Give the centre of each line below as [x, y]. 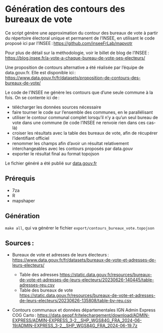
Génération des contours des [65, 9]
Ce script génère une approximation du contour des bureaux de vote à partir [81, 33]
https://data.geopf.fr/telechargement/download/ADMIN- [93, 315]
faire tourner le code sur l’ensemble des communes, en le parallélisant [82, 112]
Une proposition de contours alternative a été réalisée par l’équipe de [74, 67]
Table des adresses [39, 275]
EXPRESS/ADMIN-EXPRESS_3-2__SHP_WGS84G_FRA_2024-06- [77, 320]
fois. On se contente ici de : [32, 97]
